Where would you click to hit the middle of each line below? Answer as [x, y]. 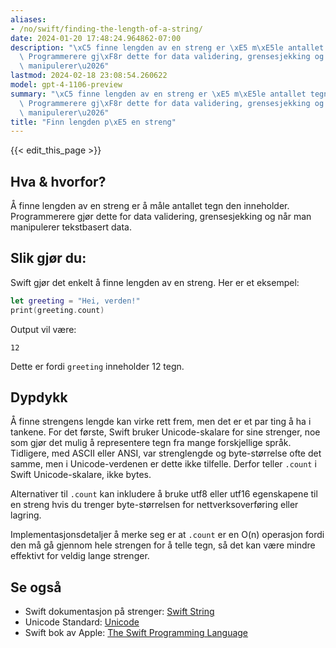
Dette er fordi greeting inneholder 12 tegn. [97, 366]
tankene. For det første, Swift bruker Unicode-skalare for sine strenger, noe [165, 432]
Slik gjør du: [48, 258]
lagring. [26, 515]
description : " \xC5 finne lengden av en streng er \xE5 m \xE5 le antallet [167, 47]
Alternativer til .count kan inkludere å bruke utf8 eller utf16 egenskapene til [164, 494]
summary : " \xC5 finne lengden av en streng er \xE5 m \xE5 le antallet [158, 94]
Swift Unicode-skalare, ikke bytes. [81, 475]
